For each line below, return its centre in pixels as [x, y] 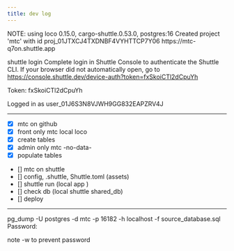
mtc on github [37, 123]
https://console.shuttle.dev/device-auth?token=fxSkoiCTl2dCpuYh [103, 77]
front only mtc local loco [52, 131]
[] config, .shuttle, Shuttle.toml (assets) [73, 176]
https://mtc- [179, 41]
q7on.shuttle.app [31, 48]
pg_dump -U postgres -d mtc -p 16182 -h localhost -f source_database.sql [114, 219]
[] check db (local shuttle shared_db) [70, 191]
